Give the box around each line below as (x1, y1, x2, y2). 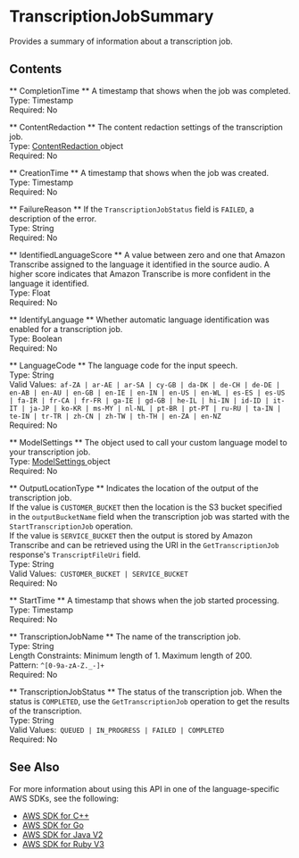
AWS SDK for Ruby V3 (21, 838, 104, 849)
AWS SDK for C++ (21, 810, 89, 821)
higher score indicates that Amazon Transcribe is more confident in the (9, 268, 270, 279)
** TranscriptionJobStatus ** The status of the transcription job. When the (9, 686, 283, 697)
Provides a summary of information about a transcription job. (9, 36, 234, 46)
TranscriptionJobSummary (9, 6, 214, 27)
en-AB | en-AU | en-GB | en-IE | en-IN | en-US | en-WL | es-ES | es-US (9, 388, 286, 397)
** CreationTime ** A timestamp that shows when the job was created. (9, 167, 270, 178)
